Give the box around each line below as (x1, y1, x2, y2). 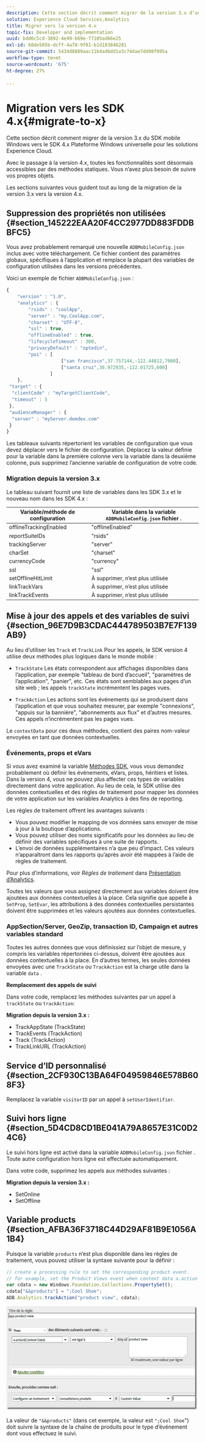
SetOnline (15, 1190, 40, 1198)
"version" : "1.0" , (17, 293, 67, 300)
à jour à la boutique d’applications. (15, 825, 102, 832)
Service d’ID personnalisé (6, 1060, 107, 1071)
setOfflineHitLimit (9, 574, 53, 582)
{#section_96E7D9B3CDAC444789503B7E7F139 (6, 620, 197, 631)
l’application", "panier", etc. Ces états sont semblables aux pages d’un (15, 677, 192, 684)
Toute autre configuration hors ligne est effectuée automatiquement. (6, 1155, 179, 1162)
